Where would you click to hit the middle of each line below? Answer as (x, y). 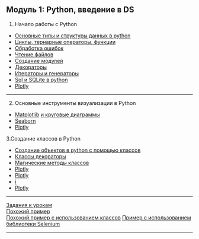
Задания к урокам (29, 205)
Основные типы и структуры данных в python (73, 36)
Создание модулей (39, 60)
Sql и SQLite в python (41, 79)
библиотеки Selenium (33, 224)
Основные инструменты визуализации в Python (75, 103)
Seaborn (25, 120)
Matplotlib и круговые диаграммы (57, 114)
